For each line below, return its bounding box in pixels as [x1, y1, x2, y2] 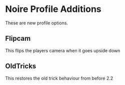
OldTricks [5, 62, 36, 71]
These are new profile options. [5, 20, 68, 26]
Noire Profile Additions [5, 3, 101, 15]
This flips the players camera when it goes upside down [5, 47, 120, 53]
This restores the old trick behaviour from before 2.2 [5, 75, 113, 81]
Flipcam [5, 34, 31, 43]
